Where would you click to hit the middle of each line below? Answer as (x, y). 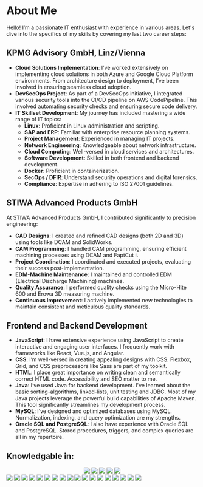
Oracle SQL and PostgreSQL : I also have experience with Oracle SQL (102, 424)
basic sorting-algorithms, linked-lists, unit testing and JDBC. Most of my (105, 392)
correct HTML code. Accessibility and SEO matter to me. (86, 379)
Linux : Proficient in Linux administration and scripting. (92, 126)
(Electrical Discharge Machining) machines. (70, 281)
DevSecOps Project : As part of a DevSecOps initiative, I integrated (99, 93)
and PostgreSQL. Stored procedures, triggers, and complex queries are (104, 431)
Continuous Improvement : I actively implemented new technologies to (104, 300)
